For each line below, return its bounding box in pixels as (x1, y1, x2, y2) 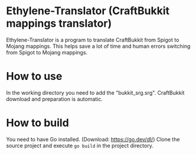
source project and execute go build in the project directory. (6, 142, 153, 149)
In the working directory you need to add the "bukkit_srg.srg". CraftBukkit (6, 89, 185, 96)
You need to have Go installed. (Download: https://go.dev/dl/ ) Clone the (6, 135, 180, 143)
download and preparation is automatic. (6, 95, 103, 102)
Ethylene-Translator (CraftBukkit (6, 4, 170, 18)
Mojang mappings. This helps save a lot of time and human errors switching (6, 43, 191, 50)
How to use (6, 70, 63, 83)
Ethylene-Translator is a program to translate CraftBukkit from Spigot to (6, 36, 179, 43)
